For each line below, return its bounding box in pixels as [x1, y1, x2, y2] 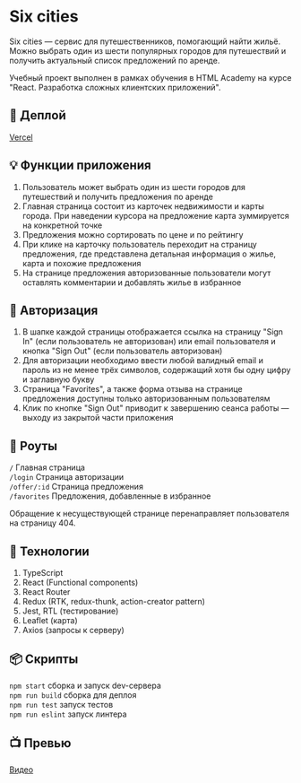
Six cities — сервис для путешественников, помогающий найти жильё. [9, 36, 281, 47]
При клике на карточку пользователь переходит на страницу [21, 239, 257, 249]
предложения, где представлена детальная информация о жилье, [21, 248, 276, 259]
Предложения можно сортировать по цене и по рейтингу [21, 229, 244, 239]
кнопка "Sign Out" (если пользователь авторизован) [21, 345, 223, 356]
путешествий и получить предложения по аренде [21, 191, 213, 202]
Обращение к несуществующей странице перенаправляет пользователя [9, 509, 289, 519]
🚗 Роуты [9, 438, 58, 454]
